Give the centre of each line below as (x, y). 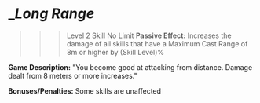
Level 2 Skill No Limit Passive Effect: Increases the (149, 35)
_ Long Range (51, 14)
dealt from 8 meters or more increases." (73, 75)
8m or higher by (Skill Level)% (115, 52)
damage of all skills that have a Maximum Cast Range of (157, 43)
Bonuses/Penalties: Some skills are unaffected (85, 90)
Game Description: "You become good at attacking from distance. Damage (130, 67)
